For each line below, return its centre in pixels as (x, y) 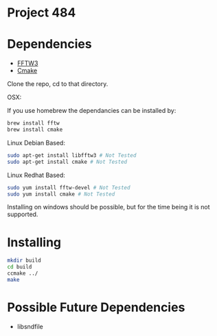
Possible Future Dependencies (96, 307)
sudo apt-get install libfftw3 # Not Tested (72, 155)
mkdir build (24, 261)
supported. (23, 214)
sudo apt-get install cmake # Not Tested (67, 162)
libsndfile (30, 326)
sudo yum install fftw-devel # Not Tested (69, 187)
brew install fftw (33, 123)
